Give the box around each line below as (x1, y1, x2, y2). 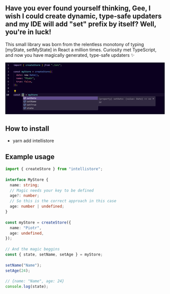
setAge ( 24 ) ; (5, 268, 30, 273)
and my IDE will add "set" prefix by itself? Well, (5, 20, 157, 28)
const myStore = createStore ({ (5, 220, 71, 225)
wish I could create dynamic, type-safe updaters (5, 12, 162, 21)
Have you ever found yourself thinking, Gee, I (5, 4, 151, 13)
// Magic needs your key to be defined (10, 188, 94, 193)
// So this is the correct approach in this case (10, 199, 116, 204)
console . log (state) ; (5, 284, 49, 289)
